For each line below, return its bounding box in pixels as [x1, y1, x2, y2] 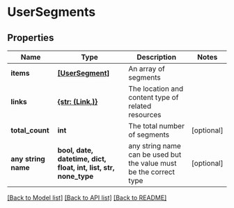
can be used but [128, 150, 182, 159]
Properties [7, 32, 54, 44]
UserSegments [7, 4, 96, 20]
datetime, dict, [57, 154, 107, 164]
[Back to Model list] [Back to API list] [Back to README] [7, 193, 167, 202]
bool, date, [57, 146, 94, 155]
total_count [10, 125, 49, 135]
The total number [128, 121, 185, 130]
